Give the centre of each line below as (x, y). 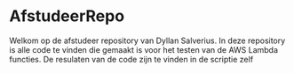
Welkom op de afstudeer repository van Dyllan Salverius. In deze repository (147, 40)
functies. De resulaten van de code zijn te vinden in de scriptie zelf (131, 59)
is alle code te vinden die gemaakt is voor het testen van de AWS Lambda (143, 49)
